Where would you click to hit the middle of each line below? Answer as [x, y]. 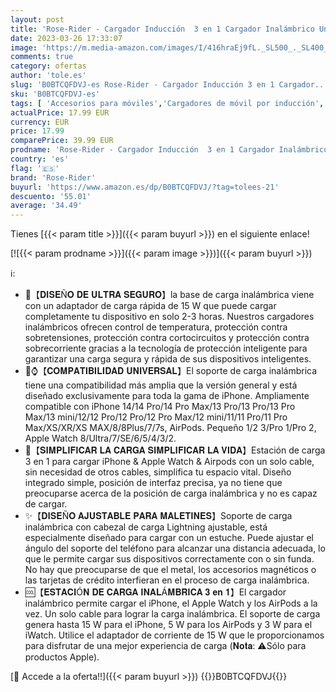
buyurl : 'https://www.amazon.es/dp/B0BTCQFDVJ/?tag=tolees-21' [145, 187]
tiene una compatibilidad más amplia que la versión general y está [161, 385]
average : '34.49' [46, 206]
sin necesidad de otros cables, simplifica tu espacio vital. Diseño [158, 472]
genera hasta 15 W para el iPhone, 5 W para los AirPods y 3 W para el [168, 625]
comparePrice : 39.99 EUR [62, 141]
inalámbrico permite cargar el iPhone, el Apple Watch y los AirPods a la [171, 603]
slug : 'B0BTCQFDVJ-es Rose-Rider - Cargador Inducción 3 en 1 [142, 85]
